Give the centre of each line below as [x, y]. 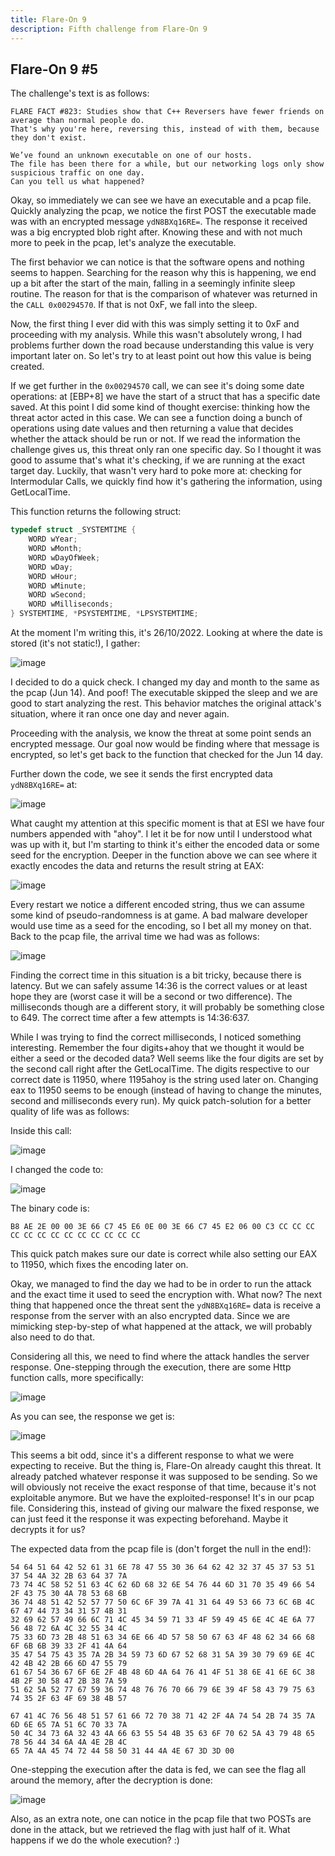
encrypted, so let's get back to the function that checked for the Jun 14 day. [167, 755]
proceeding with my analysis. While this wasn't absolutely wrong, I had [156, 335]
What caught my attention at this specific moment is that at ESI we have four [167, 823]
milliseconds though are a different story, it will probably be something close [167, 1007]
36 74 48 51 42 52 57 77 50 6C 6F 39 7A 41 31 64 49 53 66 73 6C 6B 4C [162, 1602]
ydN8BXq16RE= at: [44, 785]
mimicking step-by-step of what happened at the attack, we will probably [161, 1327]
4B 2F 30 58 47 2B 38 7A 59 [69, 1681]
